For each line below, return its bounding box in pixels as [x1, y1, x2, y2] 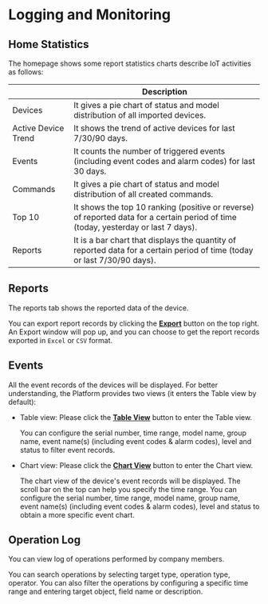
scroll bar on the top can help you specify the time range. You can [19, 484, 237, 494]
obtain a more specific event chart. [19, 510, 136, 519]
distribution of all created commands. [73, 189, 214, 199]
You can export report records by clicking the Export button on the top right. [8, 318, 259, 328]
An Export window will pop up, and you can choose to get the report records [8, 326, 260, 337]
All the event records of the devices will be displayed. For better [8, 380, 218, 390]
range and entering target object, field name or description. [8, 586, 203, 597]
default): [8, 397, 37, 406]
